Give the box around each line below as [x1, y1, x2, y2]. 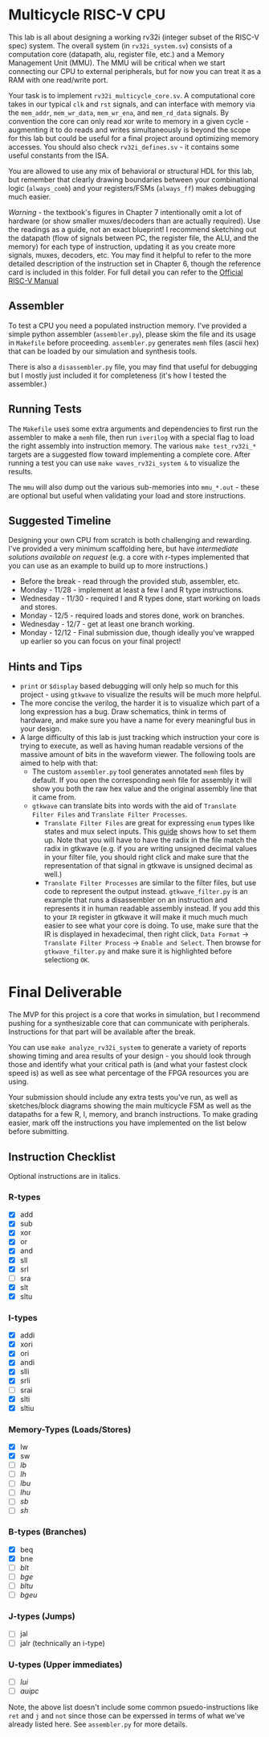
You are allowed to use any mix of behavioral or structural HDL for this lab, [8, 166, 255, 176]
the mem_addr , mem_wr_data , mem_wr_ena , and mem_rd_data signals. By [8, 107, 230, 118]
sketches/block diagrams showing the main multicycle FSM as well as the [8, 1101, 251, 1110]
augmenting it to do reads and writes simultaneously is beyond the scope [8, 125, 251, 134]
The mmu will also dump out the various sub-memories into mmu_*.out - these [8, 482, 259, 492]
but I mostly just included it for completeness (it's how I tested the [8, 370, 227, 380]
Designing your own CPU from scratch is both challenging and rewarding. [8, 536, 252, 545]
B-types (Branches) [8, 1526, 87, 1537]
